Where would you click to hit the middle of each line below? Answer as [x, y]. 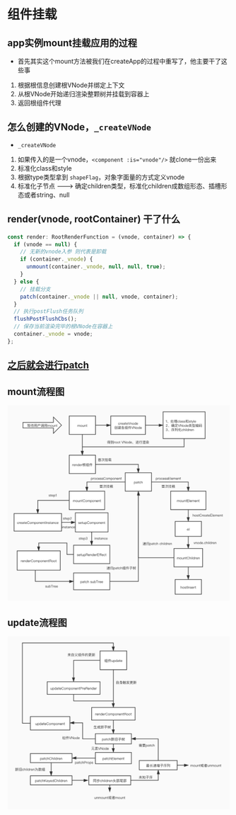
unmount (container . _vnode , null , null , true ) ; [96, 267]
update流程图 [37, 623]
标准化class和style [45, 168]
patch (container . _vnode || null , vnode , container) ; [99, 297]
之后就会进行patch [48, 365]
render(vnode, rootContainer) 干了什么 [94, 219]
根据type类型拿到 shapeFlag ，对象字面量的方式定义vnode [101, 177]
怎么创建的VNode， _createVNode [79, 127]
